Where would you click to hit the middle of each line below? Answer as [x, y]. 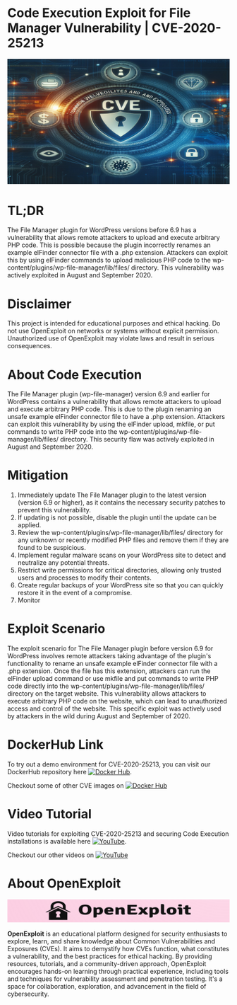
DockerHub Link [55, 745]
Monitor [29, 600]
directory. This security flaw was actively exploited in [137, 440]
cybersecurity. [28, 994]
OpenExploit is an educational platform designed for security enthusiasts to [117, 934]
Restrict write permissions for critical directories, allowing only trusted [119, 570]
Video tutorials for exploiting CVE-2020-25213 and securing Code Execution [118, 834]
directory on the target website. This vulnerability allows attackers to [107, 694]
